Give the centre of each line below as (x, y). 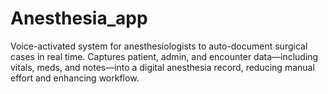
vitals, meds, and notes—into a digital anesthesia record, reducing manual (162, 67)
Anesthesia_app (79, 18)
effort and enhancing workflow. (75, 78)
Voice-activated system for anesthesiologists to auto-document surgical (159, 46)
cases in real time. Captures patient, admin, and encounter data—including (164, 56)
